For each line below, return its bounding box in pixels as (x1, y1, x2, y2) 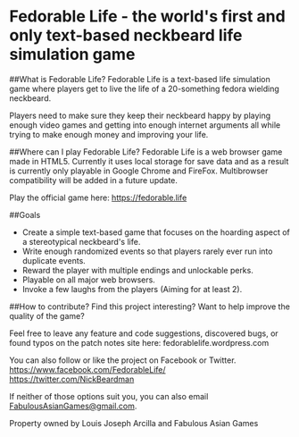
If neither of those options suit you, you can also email (9, 391, 209, 401)
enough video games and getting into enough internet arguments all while (9, 119, 281, 130)
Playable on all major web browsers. (21, 274, 156, 285)
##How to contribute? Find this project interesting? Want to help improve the (9, 301, 290, 312)
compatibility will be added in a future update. (9, 174, 179, 185)
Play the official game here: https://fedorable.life (9, 192, 187, 203)
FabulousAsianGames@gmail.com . (9, 400, 137, 411)
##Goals (9, 209, 41, 220)
